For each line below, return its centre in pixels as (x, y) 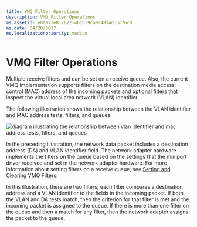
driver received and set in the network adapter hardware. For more (86, 163)
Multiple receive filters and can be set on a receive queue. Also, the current (97, 79)
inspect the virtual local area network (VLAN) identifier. (72, 98)
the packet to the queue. (36, 218)
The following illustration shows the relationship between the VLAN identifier (98, 109)
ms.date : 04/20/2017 (31, 28)
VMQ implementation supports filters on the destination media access (90, 85)
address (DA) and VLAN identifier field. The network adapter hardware (91, 151)
